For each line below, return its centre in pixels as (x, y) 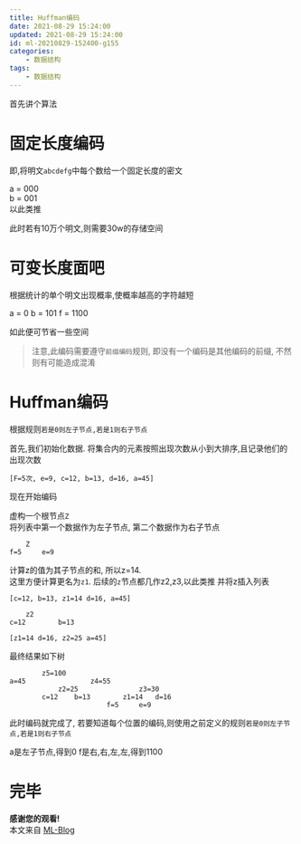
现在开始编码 (33, 496)
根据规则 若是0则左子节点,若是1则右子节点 (78, 429)
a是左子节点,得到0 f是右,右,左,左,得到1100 (86, 752)
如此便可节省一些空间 (49, 331)
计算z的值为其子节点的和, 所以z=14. (75, 570)
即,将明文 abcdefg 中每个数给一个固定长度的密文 (96, 170)
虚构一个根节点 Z (39, 515)
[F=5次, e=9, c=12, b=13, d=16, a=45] (82, 478)
